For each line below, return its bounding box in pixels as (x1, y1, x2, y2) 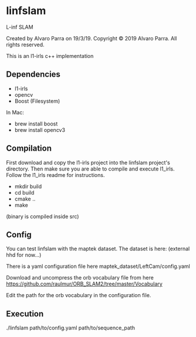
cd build (14, 189, 35, 196)
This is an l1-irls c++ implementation (6, 52, 94, 59)
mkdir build (14, 183, 42, 190)
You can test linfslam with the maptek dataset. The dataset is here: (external (6, 245, 190, 253)
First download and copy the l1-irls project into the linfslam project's (6, 159, 170, 166)
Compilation (6, 144, 52, 154)
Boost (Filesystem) (14, 97, 60, 104)
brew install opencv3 (14, 126, 66, 133)
